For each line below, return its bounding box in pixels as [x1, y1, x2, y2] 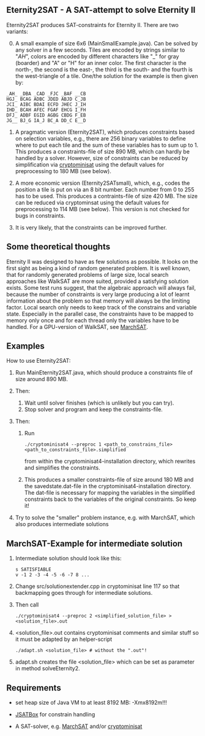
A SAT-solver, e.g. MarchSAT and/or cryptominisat [15, 722, 143, 730]
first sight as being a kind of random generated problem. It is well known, [6, 264, 191, 272]
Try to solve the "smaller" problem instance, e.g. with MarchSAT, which [15, 514, 195, 521]
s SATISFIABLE [15, 567, 51, 573]
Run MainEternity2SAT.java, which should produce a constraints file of [15, 369, 193, 376]
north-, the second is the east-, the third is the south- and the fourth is [15, 66, 193, 73]
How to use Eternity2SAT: [6, 357, 71, 365]
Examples [6, 341, 45, 352]
